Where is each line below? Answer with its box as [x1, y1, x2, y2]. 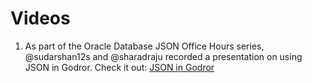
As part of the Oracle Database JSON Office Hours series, [24, 40, 265, 52]
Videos [10, 7, 71, 30]
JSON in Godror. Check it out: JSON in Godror [24, 61, 215, 73]
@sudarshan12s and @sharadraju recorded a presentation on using [24, 50, 303, 62]
